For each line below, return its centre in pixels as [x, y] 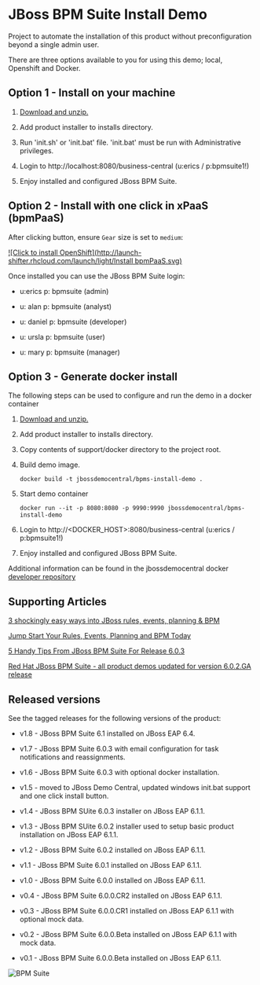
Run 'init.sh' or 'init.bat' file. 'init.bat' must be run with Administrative [130, 142]
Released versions [54, 699]
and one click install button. [64, 796]
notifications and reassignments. [72, 757]
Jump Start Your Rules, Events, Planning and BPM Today [99, 636]
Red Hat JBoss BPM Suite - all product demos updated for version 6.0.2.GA [130, 667]
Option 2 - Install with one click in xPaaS [108, 206]
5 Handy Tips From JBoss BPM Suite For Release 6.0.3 [97, 651]
